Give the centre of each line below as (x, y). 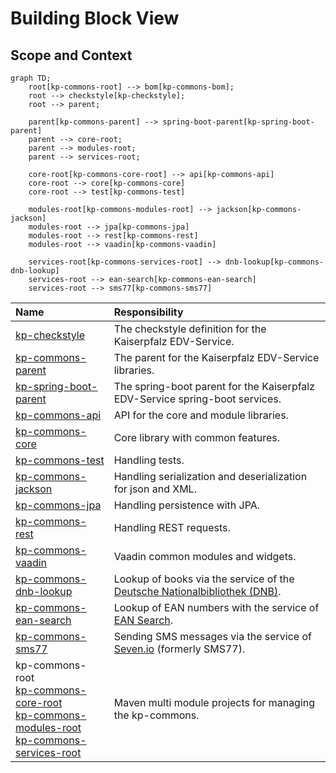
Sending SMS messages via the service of (212, 636)
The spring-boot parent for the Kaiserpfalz (214, 386)
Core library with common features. (196, 437)
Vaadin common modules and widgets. (205, 556)
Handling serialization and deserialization (210, 476)
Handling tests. (149, 460)
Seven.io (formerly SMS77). (179, 649)
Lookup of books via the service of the (204, 579)
